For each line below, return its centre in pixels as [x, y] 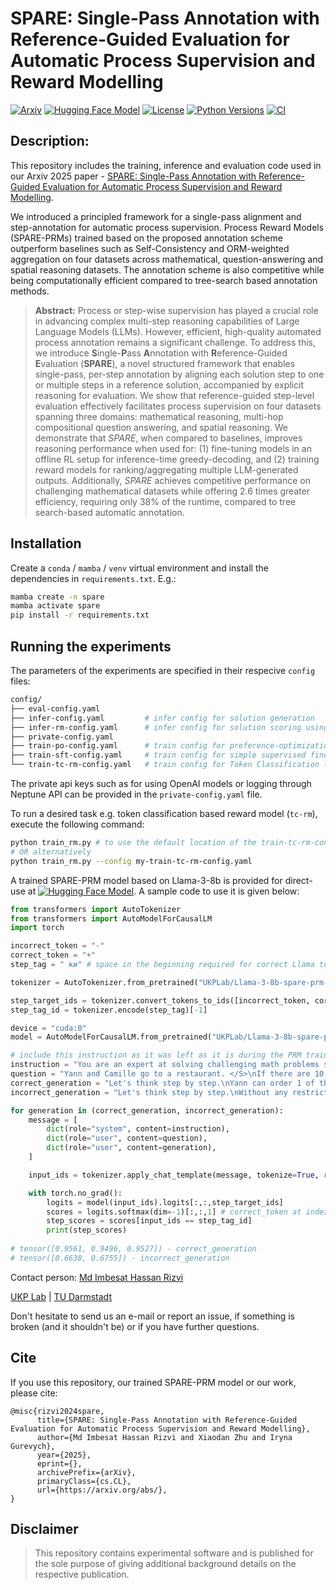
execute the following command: [77, 824]
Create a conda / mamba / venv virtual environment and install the [139, 568]
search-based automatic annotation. [109, 512]
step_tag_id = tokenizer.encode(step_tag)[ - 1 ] [109, 1010]
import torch [37, 928]
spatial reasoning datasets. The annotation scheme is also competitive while [167, 269]
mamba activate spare [55, 606]
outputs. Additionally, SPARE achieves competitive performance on [172, 480]
